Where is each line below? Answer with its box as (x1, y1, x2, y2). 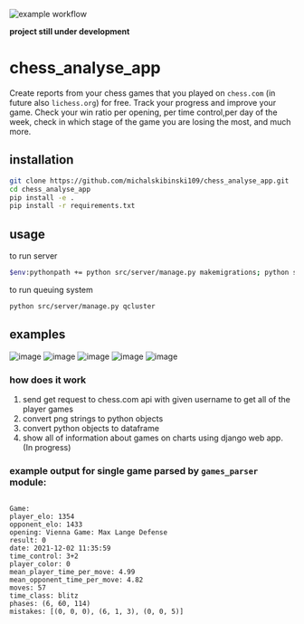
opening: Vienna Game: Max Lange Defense (9, 528, 168, 537)
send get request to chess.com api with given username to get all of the (22, 393, 291, 404)
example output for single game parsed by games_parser (9, 464, 259, 477)
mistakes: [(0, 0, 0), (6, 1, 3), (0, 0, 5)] (9, 607, 184, 617)
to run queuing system (9, 284, 93, 295)
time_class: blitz (9, 591, 79, 600)
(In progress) (22, 441, 71, 452)
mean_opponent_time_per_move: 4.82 (9, 575, 144, 585)
